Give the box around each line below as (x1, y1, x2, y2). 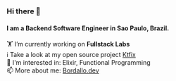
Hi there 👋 (6, 6, 42, 16)
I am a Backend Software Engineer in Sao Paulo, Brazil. (6, 24, 170, 32)
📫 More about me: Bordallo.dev (6, 66, 99, 75)
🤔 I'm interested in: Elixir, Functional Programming (6, 58, 151, 67)
